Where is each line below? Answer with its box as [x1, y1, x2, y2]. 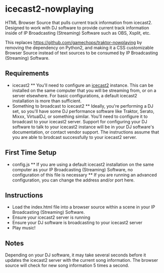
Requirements [5, 69, 49, 78]
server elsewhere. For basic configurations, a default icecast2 [12, 92, 138, 98]
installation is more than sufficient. [12, 98, 82, 104]
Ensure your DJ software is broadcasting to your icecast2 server [12, 220, 143, 226]
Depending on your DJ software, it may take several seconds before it [5, 252, 146, 258]
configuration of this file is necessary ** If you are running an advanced [12, 172, 157, 178]
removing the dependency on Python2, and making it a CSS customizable [5, 45, 154, 50]
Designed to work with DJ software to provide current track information [5, 24, 149, 30]
